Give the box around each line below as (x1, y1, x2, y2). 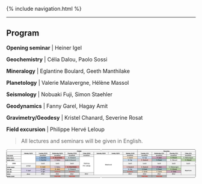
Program (6, 28, 40, 38)
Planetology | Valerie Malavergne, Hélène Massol (6, 79, 129, 86)
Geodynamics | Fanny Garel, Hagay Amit (6, 102, 108, 109)
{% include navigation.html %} (6, 5, 82, 12)
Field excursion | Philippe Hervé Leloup (6, 126, 105, 133)
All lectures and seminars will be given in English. (20, 137, 143, 144)
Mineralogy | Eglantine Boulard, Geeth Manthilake (6, 67, 130, 75)
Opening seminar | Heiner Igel (6, 44, 82, 51)
